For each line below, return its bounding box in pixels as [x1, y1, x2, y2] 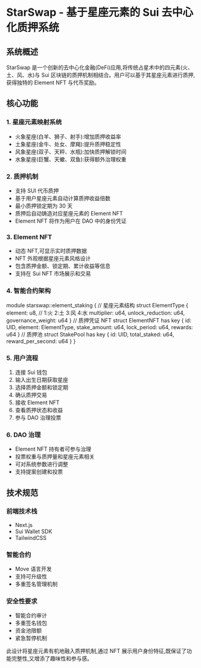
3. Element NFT [6, 232, 53, 241]
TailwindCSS [14, 534, 47, 542]
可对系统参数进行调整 [14, 460, 68, 468]
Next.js [14, 521, 33, 528]
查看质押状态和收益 [14, 406, 63, 413]
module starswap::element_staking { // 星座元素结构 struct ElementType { [6, 301, 189, 309]
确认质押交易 [14, 391, 47, 398]
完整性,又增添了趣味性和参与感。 [11, 655, 93, 663]
